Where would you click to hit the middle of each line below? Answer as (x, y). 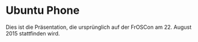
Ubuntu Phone (43, 10)
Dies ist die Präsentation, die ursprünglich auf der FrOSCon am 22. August (99, 27)
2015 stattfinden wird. (33, 33)
